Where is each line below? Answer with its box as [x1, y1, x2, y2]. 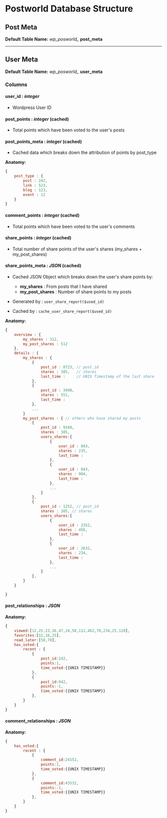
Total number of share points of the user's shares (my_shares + [12, 246, 143, 252]
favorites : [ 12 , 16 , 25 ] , [14, 633, 61, 638]
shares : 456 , [58, 527, 88, 532]
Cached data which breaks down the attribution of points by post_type [12, 149, 157, 155]
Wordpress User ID [12, 104, 52, 110]
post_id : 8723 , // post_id [40, 364, 99, 370]
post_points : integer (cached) [5, 116, 69, 122]
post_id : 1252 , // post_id [40, 504, 99, 509]
